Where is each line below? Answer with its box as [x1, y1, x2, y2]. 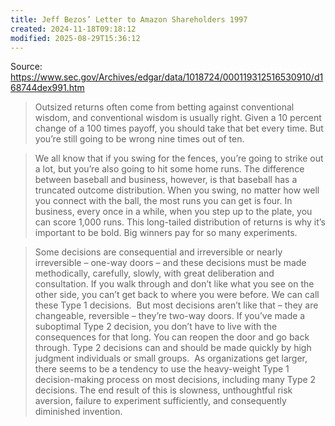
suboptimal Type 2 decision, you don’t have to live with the [34, 321, 278, 333]
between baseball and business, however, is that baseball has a [34, 174, 298, 186]
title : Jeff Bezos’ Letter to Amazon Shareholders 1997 [10, 14, 248, 25]
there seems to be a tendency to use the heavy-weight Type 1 [34, 363, 290, 375]
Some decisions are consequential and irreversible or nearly [34, 246, 283, 258]
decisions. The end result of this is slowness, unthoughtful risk [34, 384, 293, 396]
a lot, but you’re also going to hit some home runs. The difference [34, 163, 305, 175]
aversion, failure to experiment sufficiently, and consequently [34, 395, 287, 407]
